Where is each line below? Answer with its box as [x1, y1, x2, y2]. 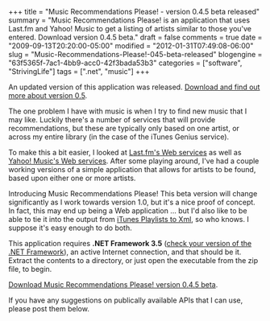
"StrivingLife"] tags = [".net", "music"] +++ [8, 67, 151, 76]
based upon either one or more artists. [8, 173, 136, 183]
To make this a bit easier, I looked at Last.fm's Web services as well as [8, 148, 242, 157]
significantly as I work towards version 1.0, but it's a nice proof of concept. [8, 197, 255, 207]
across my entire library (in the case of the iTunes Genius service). [8, 132, 230, 142]
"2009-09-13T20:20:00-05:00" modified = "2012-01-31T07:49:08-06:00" [8, 41, 254, 51]
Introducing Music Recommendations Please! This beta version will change [8, 189, 258, 198]
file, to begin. [8, 265, 52, 274]
